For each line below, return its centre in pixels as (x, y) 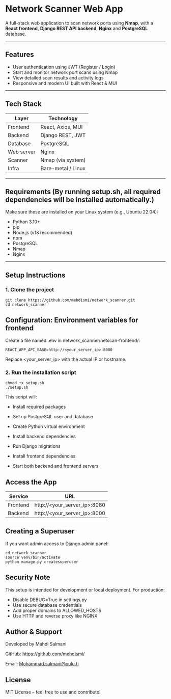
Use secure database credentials (47, 605)
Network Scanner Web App (64, 9)
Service (19, 496)
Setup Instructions (35, 275)
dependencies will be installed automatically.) (80, 199)
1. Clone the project (30, 289)
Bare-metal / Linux (63, 168)
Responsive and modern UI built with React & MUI (65, 83)
